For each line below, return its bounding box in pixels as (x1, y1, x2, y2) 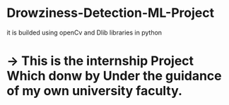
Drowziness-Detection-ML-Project (6, 5, 215, 21)
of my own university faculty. (6, 83, 183, 99)
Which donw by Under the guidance (6, 68, 222, 84)
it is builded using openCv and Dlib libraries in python (6, 28, 163, 37)
